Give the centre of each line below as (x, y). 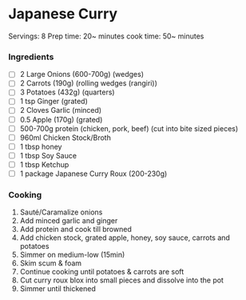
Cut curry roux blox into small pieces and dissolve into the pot (121, 280)
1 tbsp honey (41, 146)
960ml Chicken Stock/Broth (65, 138)
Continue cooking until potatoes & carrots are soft (102, 272)
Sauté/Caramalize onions (61, 212)
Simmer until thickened (58, 289)
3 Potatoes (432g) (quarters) (67, 92)
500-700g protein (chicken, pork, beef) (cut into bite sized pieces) (129, 128)
